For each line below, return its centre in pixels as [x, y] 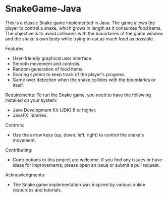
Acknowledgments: [25, 175]
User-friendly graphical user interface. [52, 58]
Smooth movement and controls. [46, 63]
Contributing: [19, 150]
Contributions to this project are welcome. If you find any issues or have [87, 160]
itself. [18, 85]
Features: [15, 48]
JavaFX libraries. [30, 115]
